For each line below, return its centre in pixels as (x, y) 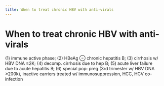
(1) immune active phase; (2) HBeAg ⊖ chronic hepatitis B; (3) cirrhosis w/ (82, 58)
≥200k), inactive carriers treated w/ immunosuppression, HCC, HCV (75, 74)
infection (14, 79)
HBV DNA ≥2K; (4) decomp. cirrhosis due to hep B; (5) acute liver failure (79, 63)
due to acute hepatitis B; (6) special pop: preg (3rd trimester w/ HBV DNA (80, 68)
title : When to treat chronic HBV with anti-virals (59, 10)
